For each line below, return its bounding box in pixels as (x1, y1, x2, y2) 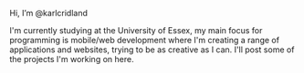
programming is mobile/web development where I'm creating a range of (9, 35, 280, 45)
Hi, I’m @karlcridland (9, 8, 89, 18)
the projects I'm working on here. (9, 54, 134, 64)
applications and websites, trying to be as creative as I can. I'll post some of (9, 44, 295, 55)
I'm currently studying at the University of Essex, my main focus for (9, 25, 263, 35)
